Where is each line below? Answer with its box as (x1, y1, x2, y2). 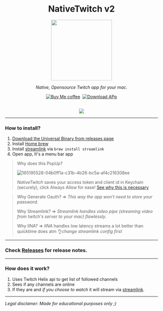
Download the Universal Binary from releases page (12, 136, 114, 142)
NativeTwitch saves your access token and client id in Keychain (16, 180, 144, 185)
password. (16, 199, 38, 205)
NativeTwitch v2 (48, 3, 115, 15)
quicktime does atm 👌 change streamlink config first (16, 229, 122, 234)
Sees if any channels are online (12, 281, 75, 287)
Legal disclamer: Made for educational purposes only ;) (5, 300, 117, 306)
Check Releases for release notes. (5, 247, 87, 254)
